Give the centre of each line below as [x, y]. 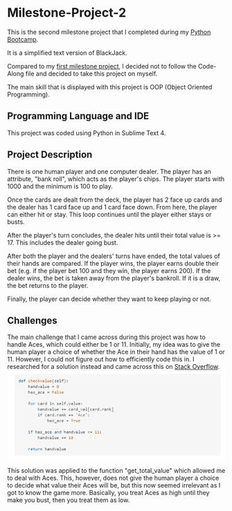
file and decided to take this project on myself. [91, 73]
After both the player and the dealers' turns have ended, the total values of [114, 256]
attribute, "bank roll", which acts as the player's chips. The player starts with [116, 179]
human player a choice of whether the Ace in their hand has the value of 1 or [116, 352]
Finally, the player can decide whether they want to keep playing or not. [109, 299]
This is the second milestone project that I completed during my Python [109, 32]
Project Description [50, 155]
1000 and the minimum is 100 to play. [60, 186]
